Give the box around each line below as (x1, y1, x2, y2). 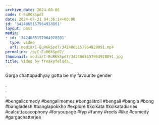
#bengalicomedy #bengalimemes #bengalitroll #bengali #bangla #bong (5, 98, 154, 104)
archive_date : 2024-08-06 (5, 7, 60, 13)
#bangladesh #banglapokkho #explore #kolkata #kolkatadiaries (5, 103, 138, 109)
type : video (10, 40, 35, 45)
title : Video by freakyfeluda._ (5, 59, 73, 64)
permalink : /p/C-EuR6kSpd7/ (5, 49, 65, 54)
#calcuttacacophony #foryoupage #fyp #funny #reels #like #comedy (5, 109, 149, 115)
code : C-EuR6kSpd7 (5, 12, 44, 17)
